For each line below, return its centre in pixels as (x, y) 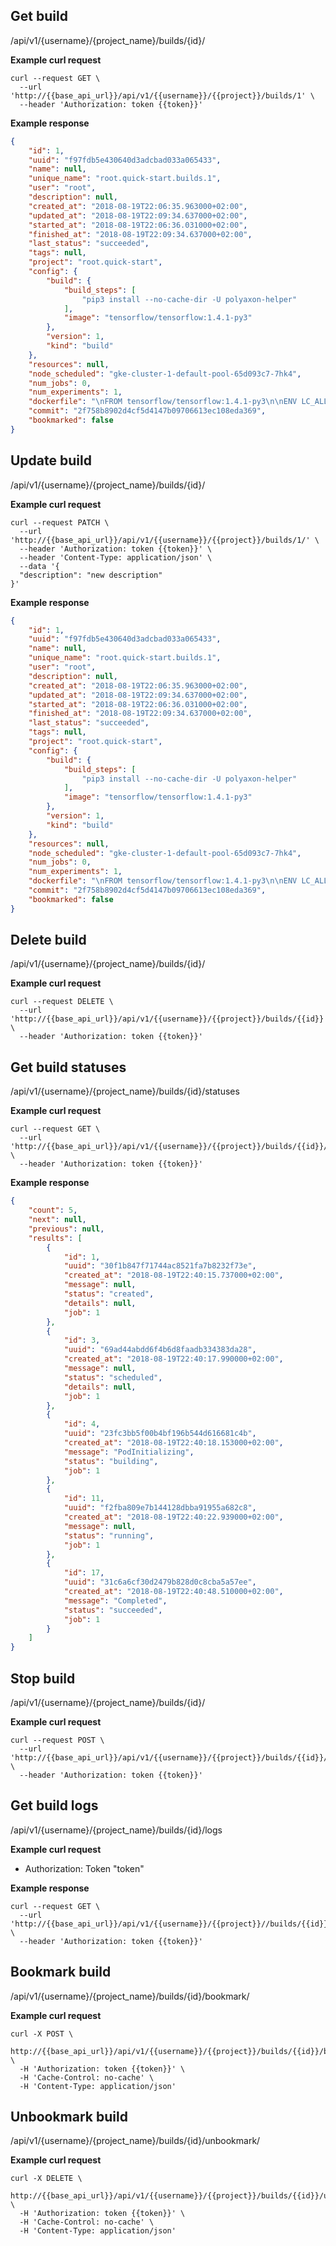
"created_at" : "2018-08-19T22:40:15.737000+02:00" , (173, 1275)
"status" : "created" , (109, 1294)
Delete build (48, 940)
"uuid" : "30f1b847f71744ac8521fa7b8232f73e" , (160, 1266)
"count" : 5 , (53, 1210)
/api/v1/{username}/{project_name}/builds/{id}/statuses (125, 1091)
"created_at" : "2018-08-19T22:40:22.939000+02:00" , (173, 1517)
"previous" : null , (66, 1229)
